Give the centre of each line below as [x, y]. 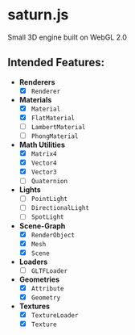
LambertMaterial [58, 127]
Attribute [48, 288]
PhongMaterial [55, 136]
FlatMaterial [53, 118]
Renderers [37, 82]
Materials [35, 99]
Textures [34, 306]
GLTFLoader [49, 271]
